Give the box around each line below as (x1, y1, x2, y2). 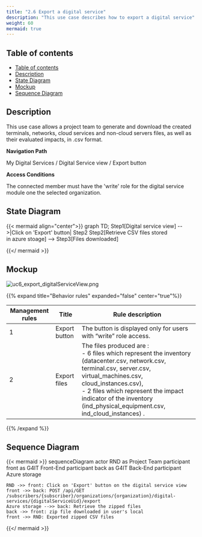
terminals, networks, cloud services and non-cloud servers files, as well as (6, 129, 192, 136)
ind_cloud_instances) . (81, 409, 145, 418)
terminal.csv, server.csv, (81, 364, 151, 372)
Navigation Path (6, 147, 47, 154)
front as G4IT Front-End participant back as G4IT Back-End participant (6, 465, 182, 472)
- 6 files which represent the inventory (81, 349, 191, 357)
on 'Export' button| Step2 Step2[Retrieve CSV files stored (25, 228, 168, 236)
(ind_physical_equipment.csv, (81, 401, 166, 410)
